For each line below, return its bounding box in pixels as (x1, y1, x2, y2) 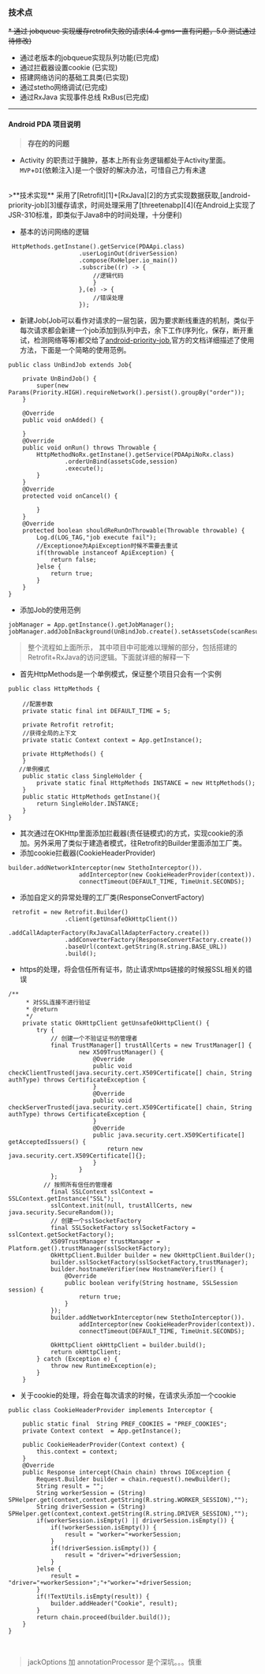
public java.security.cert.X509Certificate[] (92, 1130, 245, 1139)
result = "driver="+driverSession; (64, 1551, 181, 1559)
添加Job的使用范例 (19, 605, 81, 615)
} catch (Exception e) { (36, 1355, 118, 1362)
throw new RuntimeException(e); (50, 1362, 157, 1369)
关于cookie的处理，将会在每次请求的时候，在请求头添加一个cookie (19, 1390, 237, 1399)
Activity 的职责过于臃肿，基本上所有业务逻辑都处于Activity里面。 (19, 155, 230, 165)
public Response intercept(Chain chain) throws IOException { (22, 1468, 231, 1476)
